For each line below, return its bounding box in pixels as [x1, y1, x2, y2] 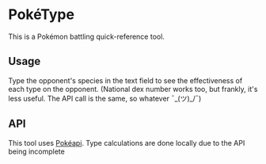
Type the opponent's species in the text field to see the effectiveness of [8, 75, 243, 85]
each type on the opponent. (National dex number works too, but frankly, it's [8, 84, 258, 93]
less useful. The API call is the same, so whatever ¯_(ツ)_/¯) [8, 93, 202, 103]
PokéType [8, 6, 75, 24]
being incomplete [8, 147, 65, 156]
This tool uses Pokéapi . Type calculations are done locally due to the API [8, 138, 245, 147]
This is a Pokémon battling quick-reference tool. [8, 32, 165, 41]
